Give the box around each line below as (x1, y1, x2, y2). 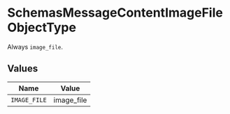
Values (7, 63, 38, 74)
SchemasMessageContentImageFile (7, 5, 224, 21)
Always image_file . (7, 42, 63, 51)
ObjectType (7, 19, 77, 35)
